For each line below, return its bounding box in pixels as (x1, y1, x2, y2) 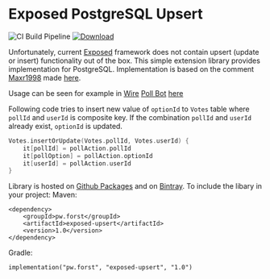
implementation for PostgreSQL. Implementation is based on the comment (8, 64, 255, 73)
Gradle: (8, 248, 33, 258)
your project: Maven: (8, 190, 77, 200)
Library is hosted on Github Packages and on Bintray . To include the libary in (8, 181, 263, 191)
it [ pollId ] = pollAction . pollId (23, 144, 131, 152)
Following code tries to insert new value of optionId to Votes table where (8, 104, 250, 114)
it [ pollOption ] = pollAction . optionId (23, 152, 153, 160)
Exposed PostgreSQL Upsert (8, 5, 203, 23)
